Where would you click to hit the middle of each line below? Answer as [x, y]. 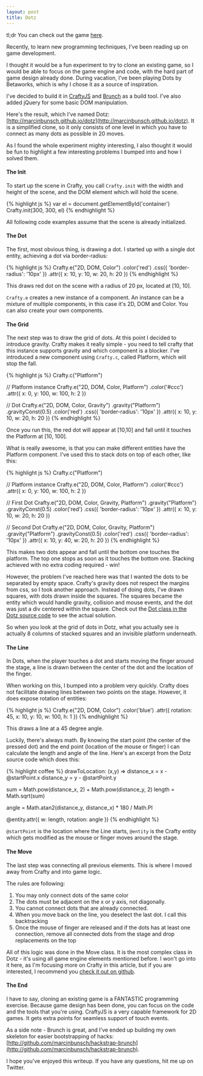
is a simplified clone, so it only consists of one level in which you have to [97, 127]
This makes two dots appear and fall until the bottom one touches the [93, 552]
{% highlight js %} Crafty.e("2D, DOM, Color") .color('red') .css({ [87, 267]
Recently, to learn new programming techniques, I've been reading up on [97, 47]
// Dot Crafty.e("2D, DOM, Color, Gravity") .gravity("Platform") [83, 405]
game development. [31, 53]
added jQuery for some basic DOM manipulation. [67, 102]
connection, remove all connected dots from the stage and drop [95, 934]
